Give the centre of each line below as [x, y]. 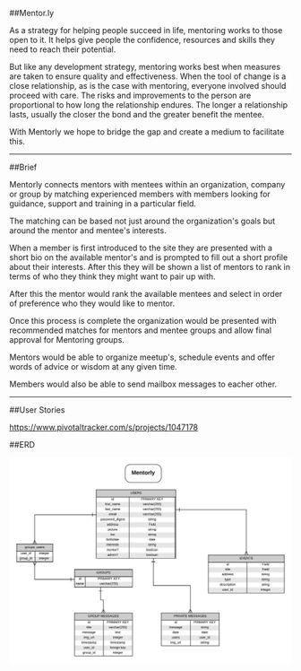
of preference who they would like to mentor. [92, 303]
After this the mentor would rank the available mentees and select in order [146, 294]
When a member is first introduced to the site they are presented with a [141, 248]
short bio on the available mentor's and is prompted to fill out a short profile [149, 257]
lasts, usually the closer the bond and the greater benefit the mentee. [137, 114]
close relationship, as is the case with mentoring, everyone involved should [148, 86]
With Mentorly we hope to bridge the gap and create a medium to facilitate [147, 132]
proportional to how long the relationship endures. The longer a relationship [149, 105]
